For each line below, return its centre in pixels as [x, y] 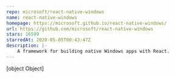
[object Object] [25, 68]
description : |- [27, 46]
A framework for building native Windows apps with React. [94, 51]
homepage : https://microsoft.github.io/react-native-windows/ [87, 23]
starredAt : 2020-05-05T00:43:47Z [49, 40]
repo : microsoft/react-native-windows [55, 12]
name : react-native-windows [42, 18]
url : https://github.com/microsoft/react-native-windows [80, 29]
